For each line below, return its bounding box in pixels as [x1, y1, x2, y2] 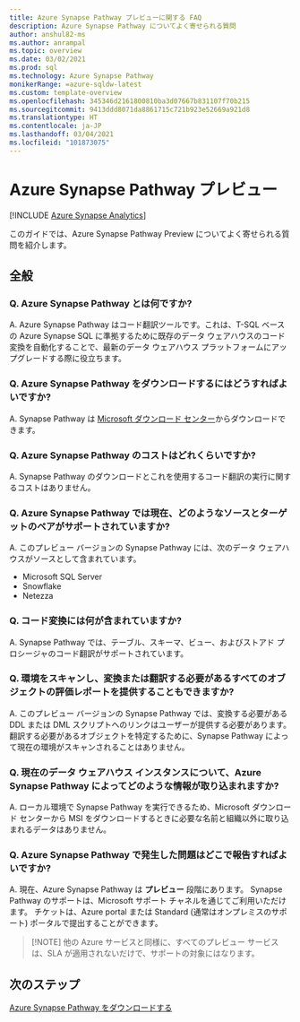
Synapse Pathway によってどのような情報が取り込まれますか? [9, 779, 279, 792]
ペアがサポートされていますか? [37, 520, 170, 533]
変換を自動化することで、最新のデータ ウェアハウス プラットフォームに [9, 342, 271, 352]
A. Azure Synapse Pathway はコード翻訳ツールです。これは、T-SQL [9, 319, 260, 330]
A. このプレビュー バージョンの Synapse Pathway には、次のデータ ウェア [9, 542, 282, 553]
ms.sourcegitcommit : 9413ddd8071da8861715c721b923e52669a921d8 [9, 105, 251, 114]
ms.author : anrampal [9, 38, 87, 48]
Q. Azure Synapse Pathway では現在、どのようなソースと [9, 507, 260, 519]
